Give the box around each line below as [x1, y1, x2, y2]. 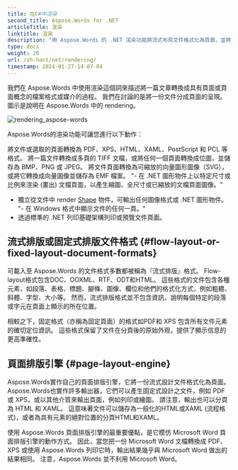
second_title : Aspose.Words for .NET [7, 17, 119, 24]
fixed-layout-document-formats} [7, 247, 157, 259]
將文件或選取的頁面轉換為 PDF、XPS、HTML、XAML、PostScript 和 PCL [7, 144, 220, 153]
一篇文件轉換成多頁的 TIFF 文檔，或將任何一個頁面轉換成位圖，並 [33, 154, 225, 162]
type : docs [7, 43, 40, 50]
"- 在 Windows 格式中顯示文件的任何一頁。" [17, 204, 147, 212]
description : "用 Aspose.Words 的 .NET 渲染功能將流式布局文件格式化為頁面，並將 [7, 37, 232, 44]
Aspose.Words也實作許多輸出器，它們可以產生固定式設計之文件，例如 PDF [7, 386, 225, 395]
